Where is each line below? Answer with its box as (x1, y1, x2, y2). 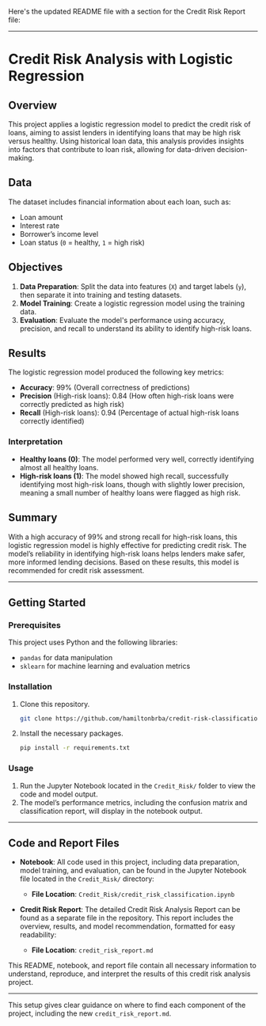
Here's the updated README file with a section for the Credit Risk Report (8, 7, 245, 16)
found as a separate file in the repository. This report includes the (19, 914, 234, 923)
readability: (19, 930, 57, 940)
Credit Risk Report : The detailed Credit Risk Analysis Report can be (19, 905, 241, 914)
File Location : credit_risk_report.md (31, 945, 154, 955)
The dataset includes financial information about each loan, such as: (8, 197, 231, 207)
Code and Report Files (8, 836, 120, 849)
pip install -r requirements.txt (19, 744, 131, 752)
